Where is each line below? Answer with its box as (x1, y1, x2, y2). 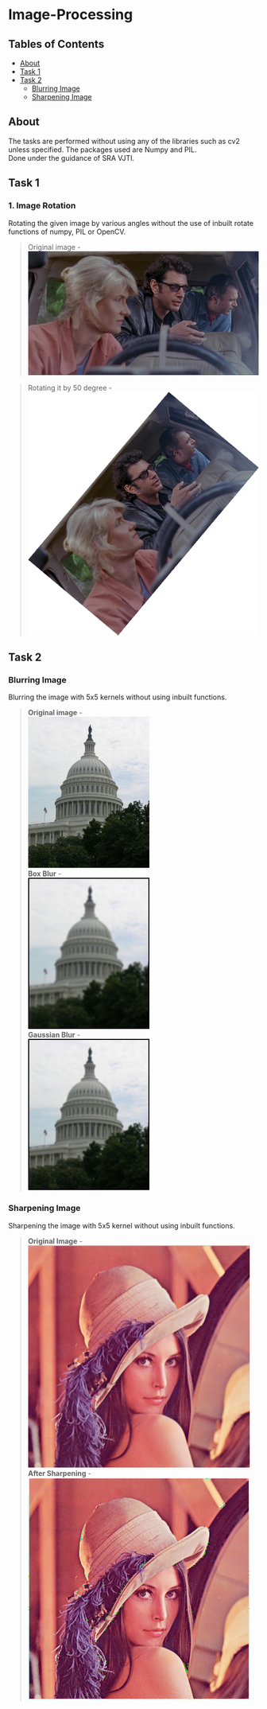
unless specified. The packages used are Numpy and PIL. (8, 145, 197, 154)
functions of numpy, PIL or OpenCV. (8, 227, 126, 236)
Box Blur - (27, 869, 62, 878)
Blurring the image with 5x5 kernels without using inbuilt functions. (8, 692, 227, 702)
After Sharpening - (27, 1468, 91, 1477)
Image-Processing (8, 6, 133, 24)
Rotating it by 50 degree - (27, 383, 113, 392)
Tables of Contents (8, 37, 105, 51)
